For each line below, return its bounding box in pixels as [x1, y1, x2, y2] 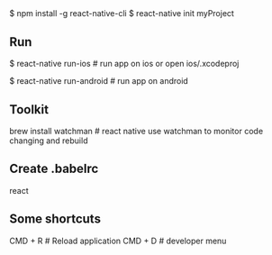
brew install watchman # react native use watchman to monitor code [9, 126, 264, 137]
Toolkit [9, 102, 50, 117]
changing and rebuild [9, 135, 88, 146]
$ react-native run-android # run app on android [9, 76, 189, 87]
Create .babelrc [9, 161, 99, 177]
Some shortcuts [9, 212, 102, 227]
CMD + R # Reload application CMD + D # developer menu [9, 235, 227, 246]
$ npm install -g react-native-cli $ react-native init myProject [9, 8, 234, 19]
